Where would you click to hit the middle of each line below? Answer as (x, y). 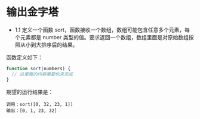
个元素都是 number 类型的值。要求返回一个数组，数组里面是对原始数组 (102, 37)
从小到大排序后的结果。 (49, 45)
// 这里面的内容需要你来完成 (42, 74)
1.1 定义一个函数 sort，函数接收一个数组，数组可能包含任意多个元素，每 (102, 30)
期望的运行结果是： (30, 92)
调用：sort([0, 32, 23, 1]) (40, 104)
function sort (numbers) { (38, 68)
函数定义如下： (24, 57)
